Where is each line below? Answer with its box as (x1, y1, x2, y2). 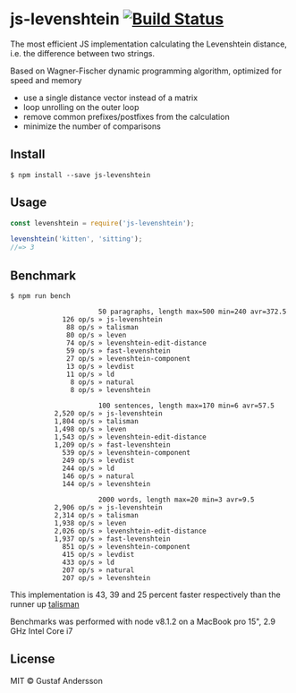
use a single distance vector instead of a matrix (22, 92, 199, 103)
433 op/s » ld (62, 558, 115, 567)
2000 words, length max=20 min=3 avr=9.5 (97, 495, 255, 504)
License (10, 652, 55, 667)
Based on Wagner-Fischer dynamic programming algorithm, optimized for (10, 65, 283, 76)
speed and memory (10, 74, 82, 85)
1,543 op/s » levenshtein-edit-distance (54, 432, 207, 441)
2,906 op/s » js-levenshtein (54, 503, 164, 512)
